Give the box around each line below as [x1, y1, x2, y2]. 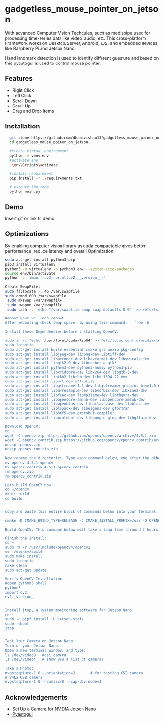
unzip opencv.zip [5, 442, 41, 447]
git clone [9, 135, 29, 140]
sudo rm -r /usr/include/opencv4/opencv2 [5, 545, 91, 550]
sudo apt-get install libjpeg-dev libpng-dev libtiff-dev [5, 352, 125, 357]
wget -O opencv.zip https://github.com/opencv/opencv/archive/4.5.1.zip [5, 433, 156, 438]
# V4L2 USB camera [5, 675, 42, 680]
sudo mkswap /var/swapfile [7, 298, 62, 303]
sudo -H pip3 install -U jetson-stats [5, 616, 84, 621]
